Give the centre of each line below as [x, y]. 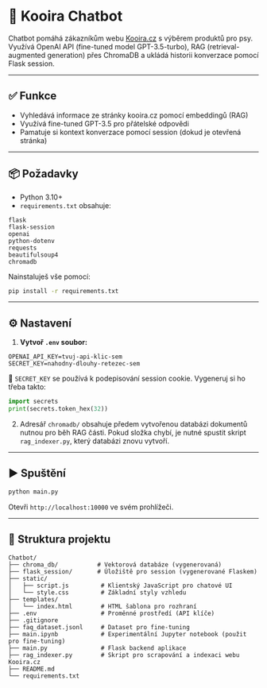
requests [23, 248]
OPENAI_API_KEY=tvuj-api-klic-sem [66, 357]
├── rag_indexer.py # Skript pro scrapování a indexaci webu [124, 655]
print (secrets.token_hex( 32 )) [58, 409]
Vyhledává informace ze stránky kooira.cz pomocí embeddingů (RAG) [134, 115]
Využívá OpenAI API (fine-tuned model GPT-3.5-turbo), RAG [107, 46]
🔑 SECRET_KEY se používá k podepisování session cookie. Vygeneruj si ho [127, 379]
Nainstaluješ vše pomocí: [49, 276]
